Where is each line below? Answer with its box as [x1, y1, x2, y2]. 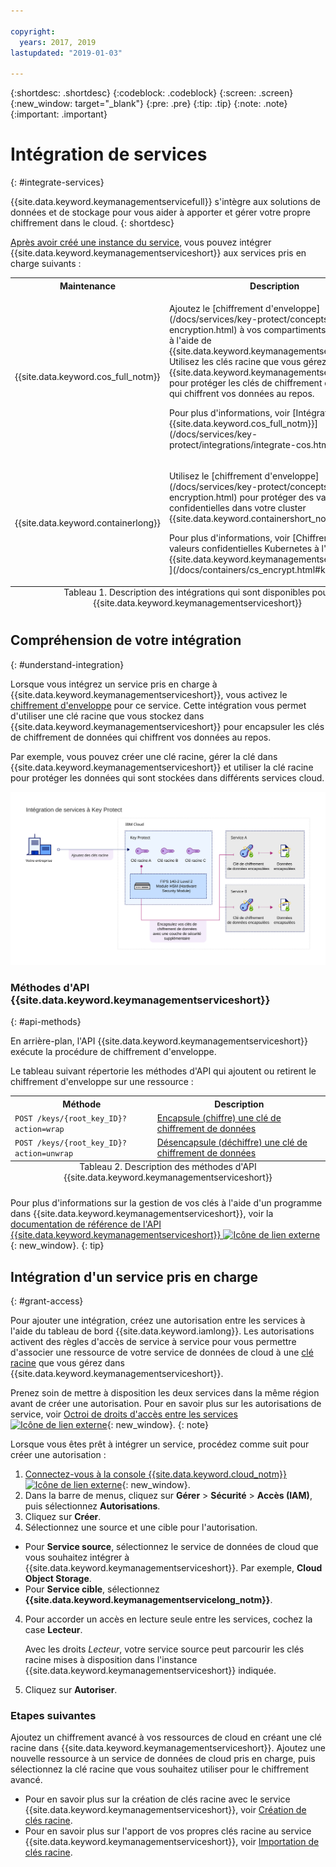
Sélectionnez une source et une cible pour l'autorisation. [24, 1521, 258, 1534]
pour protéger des [239, 491, 315, 504]
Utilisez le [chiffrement [168, 470, 263, 482]
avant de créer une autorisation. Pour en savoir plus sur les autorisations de [10, 1398, 322, 1410]
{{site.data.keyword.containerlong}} [14, 517, 161, 529]
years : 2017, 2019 [19, 37, 97, 47]
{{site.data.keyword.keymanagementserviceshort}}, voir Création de [24, 1804, 307, 1816]
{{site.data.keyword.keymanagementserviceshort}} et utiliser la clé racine [10, 761, 314, 773]
